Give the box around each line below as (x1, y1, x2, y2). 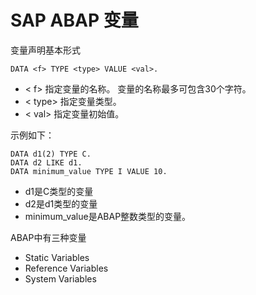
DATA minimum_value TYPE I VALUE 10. (10, 166, 168, 176)
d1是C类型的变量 (24, 185, 94, 197)
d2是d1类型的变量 (24, 197, 98, 210)
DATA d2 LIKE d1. (10, 157, 83, 168)
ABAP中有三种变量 (10, 231, 87, 243)
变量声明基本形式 (10, 44, 81, 56)
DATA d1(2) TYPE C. (10, 149, 92, 159)
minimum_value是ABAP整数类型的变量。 (24, 210, 192, 222)
